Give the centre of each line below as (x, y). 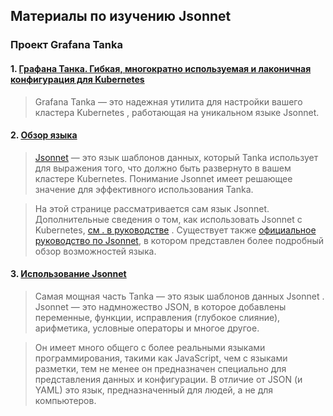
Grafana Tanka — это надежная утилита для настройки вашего (168, 101)
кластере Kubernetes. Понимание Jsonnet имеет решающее (163, 178)
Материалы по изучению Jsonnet (121, 16)
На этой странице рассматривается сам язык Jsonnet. (152, 208)
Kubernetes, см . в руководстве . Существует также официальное (175, 230)
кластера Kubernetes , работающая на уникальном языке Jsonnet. (177, 112)
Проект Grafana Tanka (66, 45)
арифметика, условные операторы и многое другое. (147, 328)
